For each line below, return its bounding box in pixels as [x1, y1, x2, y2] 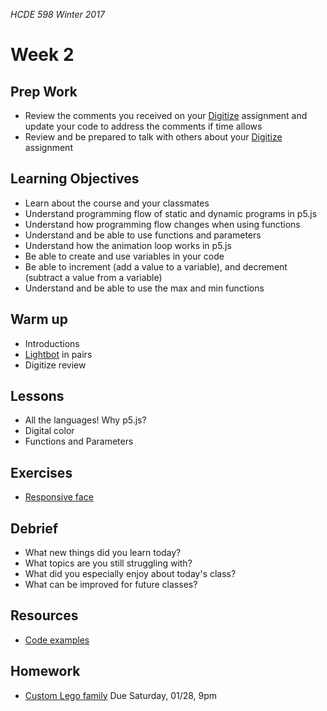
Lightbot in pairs [24, 348, 93, 360]
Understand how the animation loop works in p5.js [24, 239, 232, 251]
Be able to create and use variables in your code [24, 250, 225, 262]
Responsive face [24, 491, 94, 503]
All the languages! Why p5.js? [24, 414, 147, 426]
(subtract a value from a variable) [24, 271, 163, 283]
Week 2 [10, 44, 75, 66]
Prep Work [10, 83, 78, 100]
